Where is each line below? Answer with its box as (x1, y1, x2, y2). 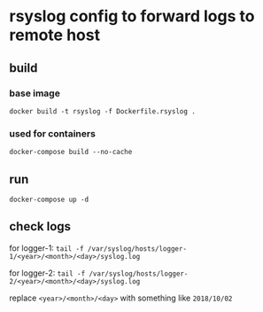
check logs (9, 219, 72, 234)
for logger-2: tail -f (9, 268, 86, 278)
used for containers (9, 127, 96, 139)
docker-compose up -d (9, 195, 89, 204)
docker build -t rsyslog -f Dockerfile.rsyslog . (9, 106, 197, 116)
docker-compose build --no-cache (9, 148, 133, 157)
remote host (9, 25, 100, 45)
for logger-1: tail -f (9, 242, 84, 253)
